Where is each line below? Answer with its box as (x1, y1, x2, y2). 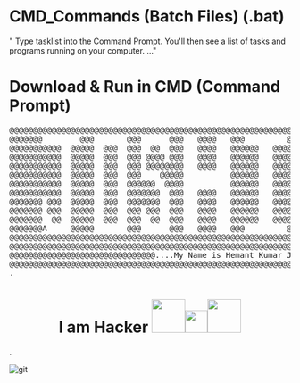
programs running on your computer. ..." (9, 45, 157, 55)
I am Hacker (58, 317, 149, 337)
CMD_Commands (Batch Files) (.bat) (9, 6, 285, 27)
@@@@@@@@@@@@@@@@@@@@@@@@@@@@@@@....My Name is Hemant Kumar (9, 250, 283, 260)
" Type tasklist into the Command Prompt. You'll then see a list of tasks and (9, 36, 286, 46)
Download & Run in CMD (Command (9, 77, 281, 97)
